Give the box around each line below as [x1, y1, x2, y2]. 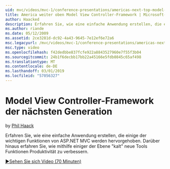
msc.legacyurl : [5, 40, 37, 46]
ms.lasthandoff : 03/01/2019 [5, 69, 65, 74]
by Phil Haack [5, 122, 34, 129]
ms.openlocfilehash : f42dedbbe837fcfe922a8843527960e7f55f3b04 [5, 50, 142, 55]
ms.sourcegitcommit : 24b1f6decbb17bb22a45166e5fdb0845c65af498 [5, 54, 142, 60]
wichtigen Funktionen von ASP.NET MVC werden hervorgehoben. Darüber [5, 138, 160, 144]
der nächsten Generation [5, 106, 112, 117]
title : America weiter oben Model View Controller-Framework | [5, 12, 142, 17]
